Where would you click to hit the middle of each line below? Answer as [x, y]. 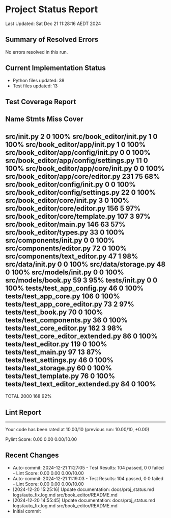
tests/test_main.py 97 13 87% [53, 352]
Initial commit [27, 511]
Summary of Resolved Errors [52, 40]
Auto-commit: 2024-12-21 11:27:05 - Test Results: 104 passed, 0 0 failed [88, 467]
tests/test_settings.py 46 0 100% [60, 360]
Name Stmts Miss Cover [44, 119]
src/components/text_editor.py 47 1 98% [72, 256]
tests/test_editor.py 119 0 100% [56, 344]
